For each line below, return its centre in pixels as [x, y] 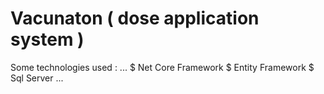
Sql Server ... [37, 78]
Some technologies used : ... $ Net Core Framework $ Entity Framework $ [162, 67]
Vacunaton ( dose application [135, 18]
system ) [47, 39]
